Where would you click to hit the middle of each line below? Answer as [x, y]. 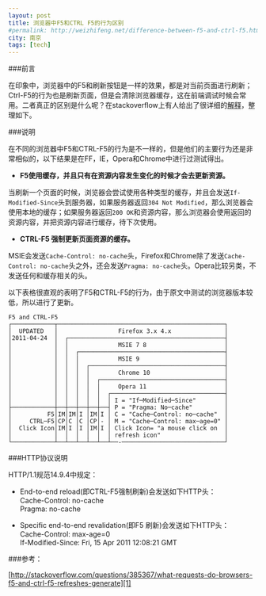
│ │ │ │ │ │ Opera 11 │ [118, 387]
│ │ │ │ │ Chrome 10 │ [118, 373]
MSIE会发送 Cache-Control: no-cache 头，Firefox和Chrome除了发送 [116, 256]
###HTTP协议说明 [38, 458]
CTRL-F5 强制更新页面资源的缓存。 [77, 239]
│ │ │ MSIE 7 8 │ [118, 346]
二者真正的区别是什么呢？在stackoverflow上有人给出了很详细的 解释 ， [135, 105]
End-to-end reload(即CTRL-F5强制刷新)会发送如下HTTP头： [118, 491]
